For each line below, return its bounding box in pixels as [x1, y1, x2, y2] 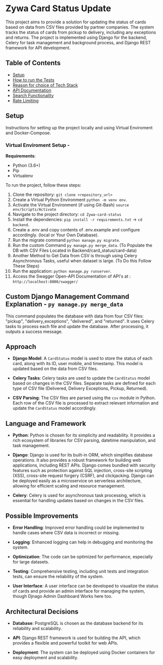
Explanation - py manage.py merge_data [5, 300, 123, 309]
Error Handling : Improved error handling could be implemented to [12, 525, 145, 530]
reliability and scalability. [12, 625, 62, 631]
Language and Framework [5, 419, 86, 428]
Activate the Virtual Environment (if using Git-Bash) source [12, 202, 129, 208]
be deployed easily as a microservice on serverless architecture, [12, 478, 142, 484]
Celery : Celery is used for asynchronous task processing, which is [12, 492, 146, 498]
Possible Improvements [5, 511, 79, 520]
